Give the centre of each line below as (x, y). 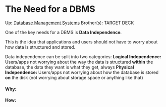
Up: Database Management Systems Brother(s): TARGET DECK (70, 23)
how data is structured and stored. (40, 47)
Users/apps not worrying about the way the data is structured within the (79, 62)
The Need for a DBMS (50, 9)
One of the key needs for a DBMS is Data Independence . (63, 32)
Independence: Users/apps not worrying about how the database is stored (82, 72)
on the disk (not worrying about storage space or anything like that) (74, 77)
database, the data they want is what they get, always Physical (70, 67)
